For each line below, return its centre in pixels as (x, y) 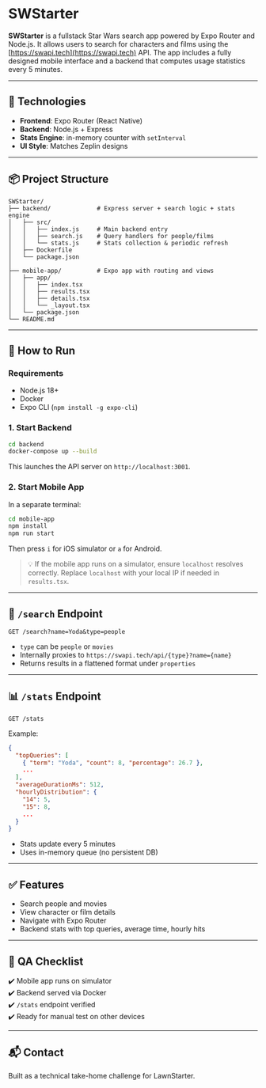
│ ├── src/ (30, 222)
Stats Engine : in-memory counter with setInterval (103, 137)
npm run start (32, 534)
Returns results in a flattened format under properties (108, 663)
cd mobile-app (32, 519)
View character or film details (68, 912)
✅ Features (36, 884)
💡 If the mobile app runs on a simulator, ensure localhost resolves (135, 564)
